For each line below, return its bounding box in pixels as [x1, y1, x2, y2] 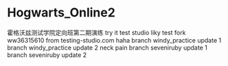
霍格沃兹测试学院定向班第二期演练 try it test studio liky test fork [7, 28, 186, 36]
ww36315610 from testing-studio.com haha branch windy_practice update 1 [7, 36, 222, 44]
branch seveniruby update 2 [7, 50, 87, 59]
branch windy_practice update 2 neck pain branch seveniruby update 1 [7, 43, 207, 52]
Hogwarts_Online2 [7, 5, 115, 21]
